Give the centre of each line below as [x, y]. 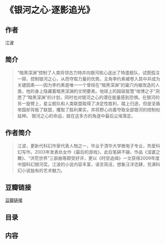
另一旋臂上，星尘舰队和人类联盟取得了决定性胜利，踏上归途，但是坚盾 [89, 103]
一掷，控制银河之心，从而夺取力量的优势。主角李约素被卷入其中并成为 [89, 79]
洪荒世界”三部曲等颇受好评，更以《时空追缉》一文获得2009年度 [95, 158]
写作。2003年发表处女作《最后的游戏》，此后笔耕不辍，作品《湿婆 [89, 152]
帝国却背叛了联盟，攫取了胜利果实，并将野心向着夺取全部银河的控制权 [89, 110]
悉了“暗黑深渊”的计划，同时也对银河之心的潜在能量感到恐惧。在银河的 [88, 97]
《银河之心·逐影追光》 [50, 10]
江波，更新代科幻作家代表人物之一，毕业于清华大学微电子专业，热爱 [86, 146]
